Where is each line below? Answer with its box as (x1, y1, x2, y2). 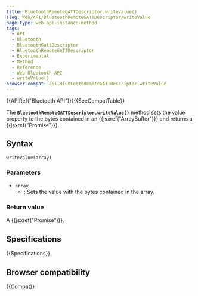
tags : (6, 25, 20, 32)
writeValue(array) (6, 155, 52, 161)
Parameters (6, 168, 41, 177)
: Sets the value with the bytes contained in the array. (23, 189, 155, 196)
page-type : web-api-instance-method (6, 20, 97, 26)
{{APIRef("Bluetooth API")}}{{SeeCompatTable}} (6, 97, 125, 104)
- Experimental (11, 53, 49, 59)
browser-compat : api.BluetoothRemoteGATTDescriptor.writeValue (6, 81, 167, 87)
